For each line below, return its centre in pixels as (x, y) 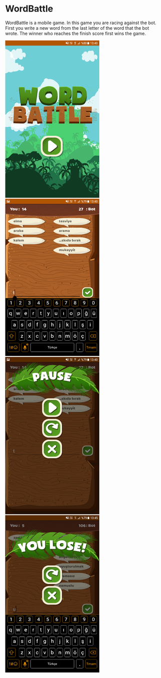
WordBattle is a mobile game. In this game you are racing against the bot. (81, 23)
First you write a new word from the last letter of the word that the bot (77, 28)
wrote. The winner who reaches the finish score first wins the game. (76, 33)
